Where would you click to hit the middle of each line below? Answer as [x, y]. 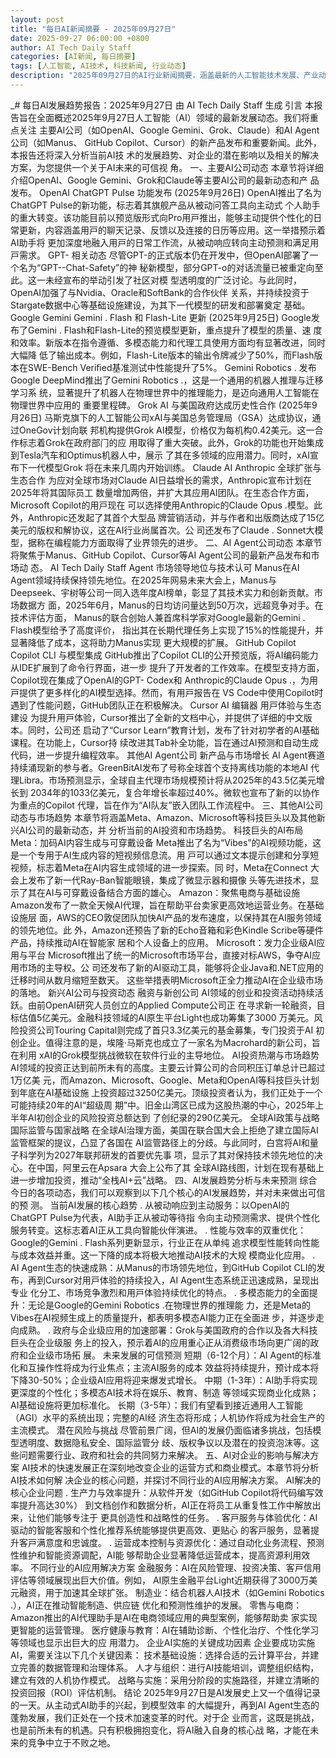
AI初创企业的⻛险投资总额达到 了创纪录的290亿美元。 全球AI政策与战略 [173, 1117]
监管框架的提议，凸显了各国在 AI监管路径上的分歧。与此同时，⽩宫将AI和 [160, 1142]
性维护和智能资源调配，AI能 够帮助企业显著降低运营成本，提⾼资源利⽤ [156, 1555]
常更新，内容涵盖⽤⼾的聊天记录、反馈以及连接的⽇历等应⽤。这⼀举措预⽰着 [168, 230]
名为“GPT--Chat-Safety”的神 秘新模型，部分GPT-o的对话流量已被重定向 [166, 267]
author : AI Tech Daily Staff [71, 47]
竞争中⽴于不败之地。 [71, 1742]
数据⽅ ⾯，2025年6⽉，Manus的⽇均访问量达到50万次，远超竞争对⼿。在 [171, 605]
